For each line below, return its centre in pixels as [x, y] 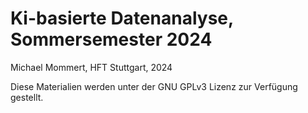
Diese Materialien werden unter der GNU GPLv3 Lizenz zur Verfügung [154, 86]
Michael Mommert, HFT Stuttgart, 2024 [91, 67]
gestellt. [27, 97]
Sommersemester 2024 [111, 39]
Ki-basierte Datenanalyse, [122, 18]
